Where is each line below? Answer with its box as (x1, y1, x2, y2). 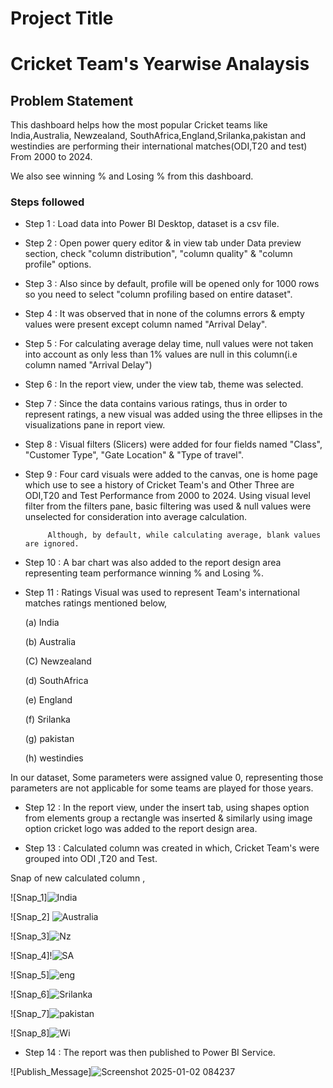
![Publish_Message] (10, 1066, 92, 1078)
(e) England (24, 694, 73, 706)
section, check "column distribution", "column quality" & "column (24, 248, 293, 260)
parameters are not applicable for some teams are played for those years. (10, 782, 314, 794)
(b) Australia (24, 636, 77, 648)
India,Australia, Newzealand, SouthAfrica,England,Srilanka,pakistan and (10, 130, 307, 142)
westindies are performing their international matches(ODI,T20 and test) (10, 140, 308, 152)
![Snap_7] (10, 1008, 50, 1020)
